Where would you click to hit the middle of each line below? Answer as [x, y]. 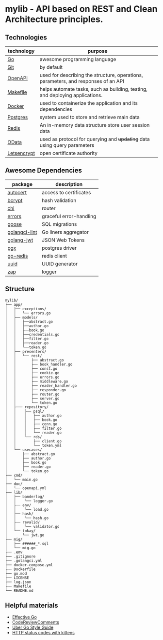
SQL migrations [59, 224]
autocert [17, 192]
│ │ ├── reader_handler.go [41, 386]
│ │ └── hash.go [27, 518]
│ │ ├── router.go [32, 394]
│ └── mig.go [20, 548]
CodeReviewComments [35, 622]
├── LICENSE [17, 578]
